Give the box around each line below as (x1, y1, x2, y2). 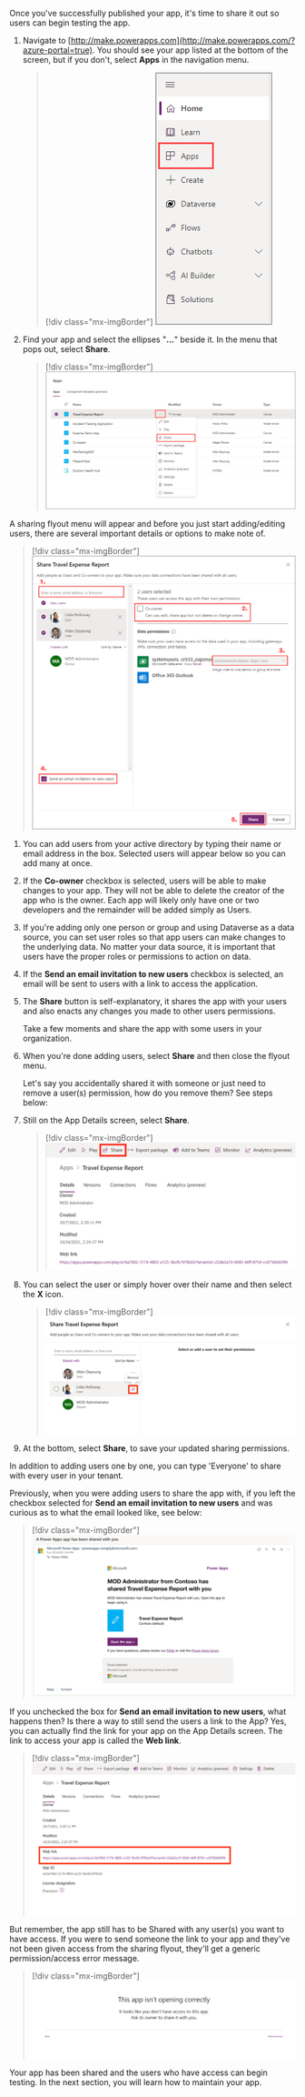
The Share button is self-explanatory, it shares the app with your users (22, 996, 288, 1007)
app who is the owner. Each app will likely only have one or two (22, 895, 260, 906)
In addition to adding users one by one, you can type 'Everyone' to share (9, 1460, 281, 1471)
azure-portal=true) (22, 45, 93, 55)
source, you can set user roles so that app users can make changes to (22, 932, 286, 943)
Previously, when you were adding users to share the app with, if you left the (9, 1487, 296, 1498)
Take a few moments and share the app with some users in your (22, 1023, 262, 1034)
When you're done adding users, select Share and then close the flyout (22, 1051, 290, 1062)
